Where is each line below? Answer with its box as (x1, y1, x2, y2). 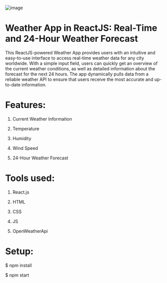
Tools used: (5, 172, 55, 184)
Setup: (5, 246, 34, 257)
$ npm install (5, 262, 32, 268)
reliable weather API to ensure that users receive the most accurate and (5, 76, 153, 82)
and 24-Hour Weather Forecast (5, 33, 138, 45)
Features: (5, 100, 46, 111)
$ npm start (5, 272, 29, 278)
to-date (5, 81, 21, 87)
